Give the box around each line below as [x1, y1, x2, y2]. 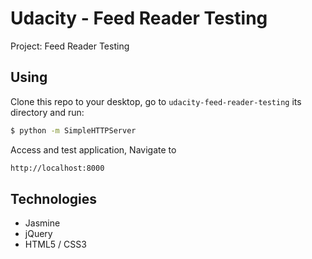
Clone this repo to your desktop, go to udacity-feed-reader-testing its [10, 95, 302, 107]
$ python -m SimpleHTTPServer [10, 125, 137, 136]
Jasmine [24, 217, 61, 229]
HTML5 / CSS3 [24, 238, 87, 251]
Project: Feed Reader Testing [10, 40, 130, 52]
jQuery [24, 228, 53, 240]
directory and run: [10, 106, 85, 118]
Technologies [10, 190, 98, 207]
